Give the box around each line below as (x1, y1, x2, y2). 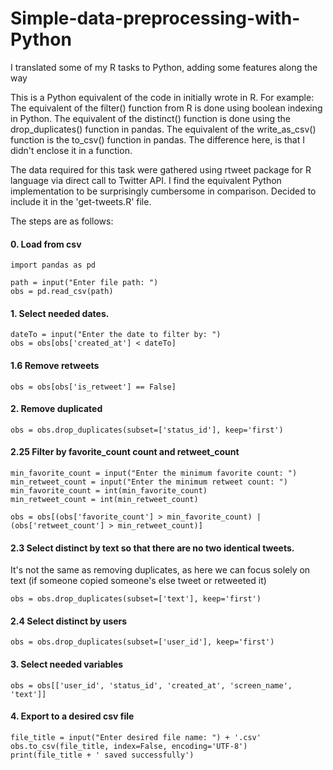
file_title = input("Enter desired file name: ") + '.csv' (10, 732, 262, 742)
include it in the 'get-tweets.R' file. (10, 195, 152, 207)
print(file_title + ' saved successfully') (10, 750, 195, 760)
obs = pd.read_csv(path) (10, 287, 114, 297)
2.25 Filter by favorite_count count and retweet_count (10, 446, 240, 458)
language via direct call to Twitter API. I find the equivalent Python (10, 174, 282, 186)
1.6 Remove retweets (10, 359, 100, 371)
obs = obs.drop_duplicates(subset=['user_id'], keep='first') (10, 637, 275, 647)
